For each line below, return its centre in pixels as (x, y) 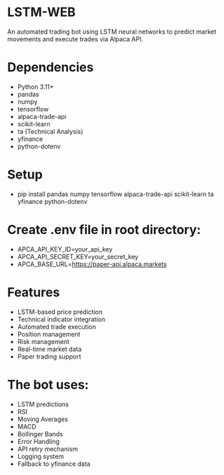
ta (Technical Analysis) (50, 131)
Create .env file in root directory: (104, 230)
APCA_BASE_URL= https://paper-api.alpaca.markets (92, 264)
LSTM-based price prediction (60, 312)
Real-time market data (49, 349)
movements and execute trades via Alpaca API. (75, 39)
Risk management (43, 341)
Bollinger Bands (40, 434)
